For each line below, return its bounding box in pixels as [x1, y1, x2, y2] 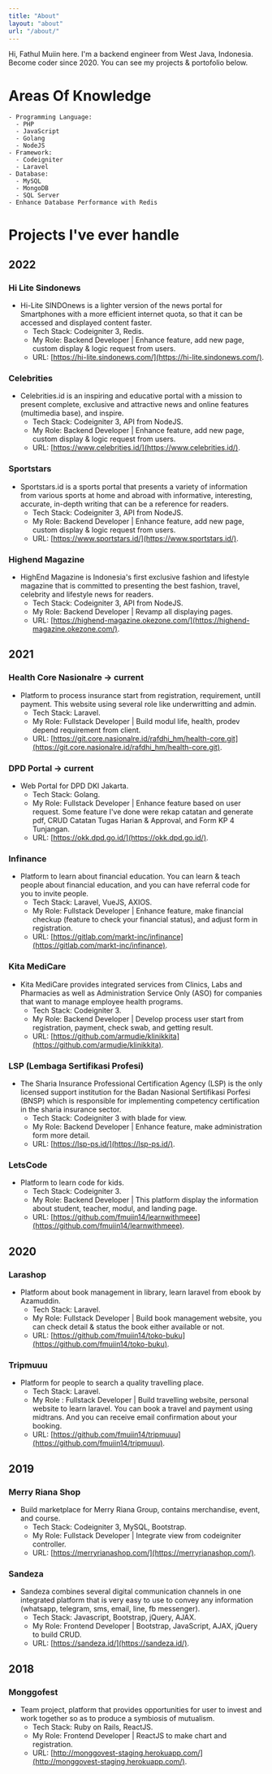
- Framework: [8, 149, 53, 157]
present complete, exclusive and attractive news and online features [19, 400, 249, 410]
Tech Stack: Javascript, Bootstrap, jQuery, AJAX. [32, 1612, 196, 1622]
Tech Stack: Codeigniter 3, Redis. [32, 327, 145, 336]
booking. [32, 1421, 63, 1431]
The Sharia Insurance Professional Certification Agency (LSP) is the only [19, 1078, 263, 1088]
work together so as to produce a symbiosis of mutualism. [19, 1713, 215, 1723]
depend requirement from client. [32, 725, 141, 735]
